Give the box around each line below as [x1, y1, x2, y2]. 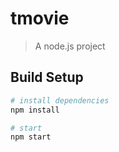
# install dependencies [10, 95, 110, 106]
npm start [10, 132, 52, 142]
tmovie [10, 7, 70, 30]
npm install [10, 105, 60, 115]
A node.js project [34, 40, 106, 52]
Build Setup [10, 69, 84, 86]
